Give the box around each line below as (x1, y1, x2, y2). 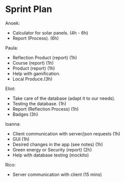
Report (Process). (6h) (12, 35, 59, 41)
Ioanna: (5, 121, 21, 127)
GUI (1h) (12, 136, 30, 142)
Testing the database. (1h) (12, 100, 67, 106)
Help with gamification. (12, 70, 61, 76)
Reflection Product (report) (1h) (12, 54, 77, 61)
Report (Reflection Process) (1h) (12, 106, 79, 112)
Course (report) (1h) (12, 60, 54, 66)
